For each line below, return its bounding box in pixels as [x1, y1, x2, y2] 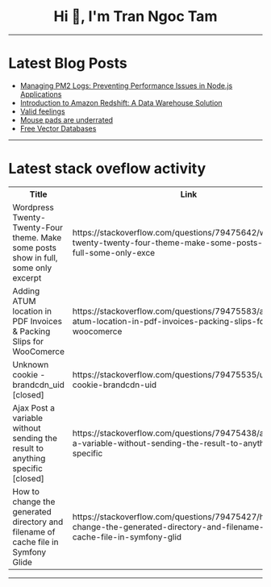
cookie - [12, 368, 46, 380]
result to [12, 443, 44, 454]
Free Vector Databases [19, 123, 97, 133]
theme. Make [12, 231, 62, 243]
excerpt [12, 272, 42, 283]
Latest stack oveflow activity [8, 160, 206, 178]
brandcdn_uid [12, 379, 65, 390]
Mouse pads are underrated [19, 114, 114, 124]
